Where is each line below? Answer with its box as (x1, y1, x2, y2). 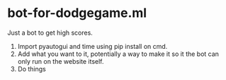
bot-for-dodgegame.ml (7, 5, 147, 21)
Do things (17, 64, 46, 73)
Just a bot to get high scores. (7, 28, 94, 37)
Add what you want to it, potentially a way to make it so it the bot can (17, 50, 220, 58)
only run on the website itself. (17, 57, 104, 65)
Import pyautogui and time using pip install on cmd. (17, 42, 168, 50)
